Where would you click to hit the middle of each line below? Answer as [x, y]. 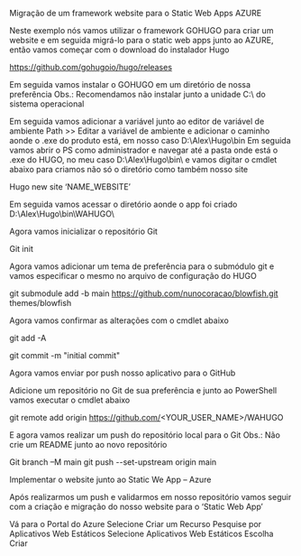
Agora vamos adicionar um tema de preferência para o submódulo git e [142, 266]
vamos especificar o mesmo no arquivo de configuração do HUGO [133, 276]
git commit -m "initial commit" [65, 355]
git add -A [28, 338]
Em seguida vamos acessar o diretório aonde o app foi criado [123, 204]
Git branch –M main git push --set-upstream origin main [113, 462]
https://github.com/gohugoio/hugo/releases [91, 67]
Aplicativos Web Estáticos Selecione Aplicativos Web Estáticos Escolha [141, 533]
